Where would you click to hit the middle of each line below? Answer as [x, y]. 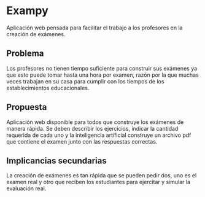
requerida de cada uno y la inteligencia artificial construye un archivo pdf [99, 135]
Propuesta [27, 107]
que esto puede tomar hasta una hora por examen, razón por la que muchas [103, 75]
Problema [25, 54]
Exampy [28, 11]
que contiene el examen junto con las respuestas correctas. [82, 141]
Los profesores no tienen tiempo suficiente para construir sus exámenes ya [102, 68]
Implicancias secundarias [56, 160]
